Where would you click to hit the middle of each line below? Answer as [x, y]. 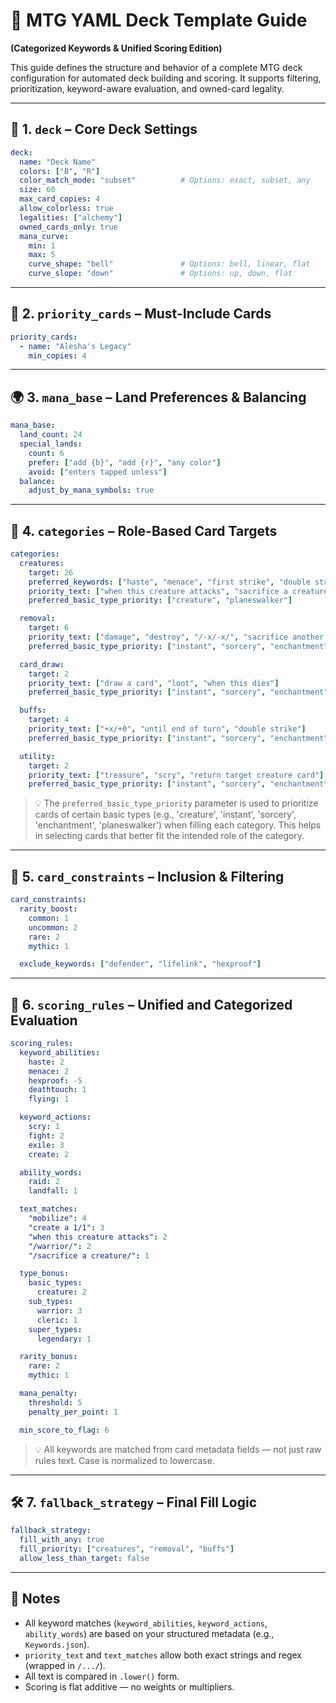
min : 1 [42, 245]
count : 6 [46, 453]
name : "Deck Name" [58, 162]
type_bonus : [44, 1274]
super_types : [55, 1329]
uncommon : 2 [53, 927]
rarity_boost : [48, 909]
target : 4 [49, 720]
